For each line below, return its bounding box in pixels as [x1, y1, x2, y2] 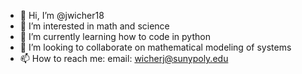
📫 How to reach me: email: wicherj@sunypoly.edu [19, 53, 229, 64]
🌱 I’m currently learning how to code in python [19, 31, 211, 42]
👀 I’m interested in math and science [19, 20, 170, 32]
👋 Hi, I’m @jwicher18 [19, 10, 105, 21]
